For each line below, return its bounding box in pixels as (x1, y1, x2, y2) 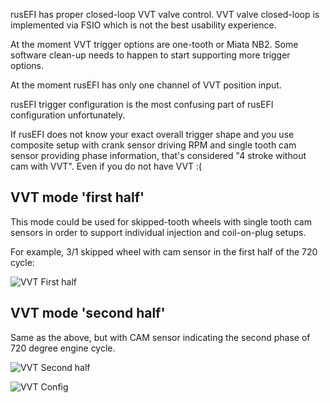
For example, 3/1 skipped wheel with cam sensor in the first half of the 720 (10, 245, 318, 258)
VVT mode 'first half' (10, 189, 145, 206)
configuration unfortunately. (10, 109, 126, 121)
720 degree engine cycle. (10, 342, 116, 354)
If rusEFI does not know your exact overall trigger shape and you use (10, 129, 295, 140)
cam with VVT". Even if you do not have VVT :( (10, 160, 203, 172)
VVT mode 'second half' (10, 305, 166, 322)
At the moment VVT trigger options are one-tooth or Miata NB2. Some (10, 39, 299, 50)
